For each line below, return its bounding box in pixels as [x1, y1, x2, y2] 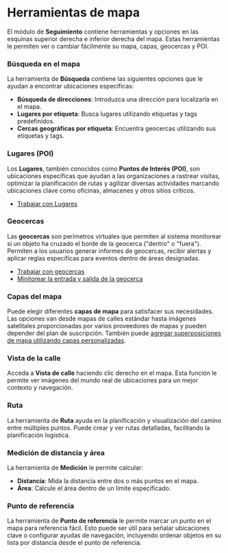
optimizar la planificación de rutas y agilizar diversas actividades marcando [7, 179, 220, 187]
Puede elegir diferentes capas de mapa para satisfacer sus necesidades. [7, 307, 214, 316]
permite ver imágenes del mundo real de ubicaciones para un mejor [7, 376, 199, 384]
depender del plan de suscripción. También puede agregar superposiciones [7, 329, 221, 337]
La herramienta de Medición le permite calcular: [7, 464, 144, 472]
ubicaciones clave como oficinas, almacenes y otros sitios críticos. [7, 186, 196, 195]
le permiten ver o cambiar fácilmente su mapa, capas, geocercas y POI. [7, 42, 209, 50]
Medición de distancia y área [7, 447, 105, 457]
